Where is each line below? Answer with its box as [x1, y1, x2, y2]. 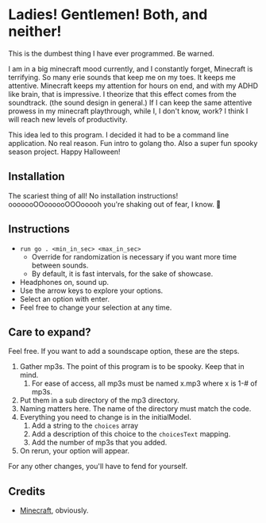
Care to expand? [8, 325, 91, 339]
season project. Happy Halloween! [8, 147, 121, 156]
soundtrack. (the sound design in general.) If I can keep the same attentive [8, 98, 253, 107]
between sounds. [31, 260, 89, 270]
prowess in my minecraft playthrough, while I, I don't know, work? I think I [8, 106, 249, 116]
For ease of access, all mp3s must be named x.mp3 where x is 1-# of [31, 379, 258, 388]
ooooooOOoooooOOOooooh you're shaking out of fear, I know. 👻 [8, 199, 222, 209]
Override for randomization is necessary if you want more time [31, 252, 237, 261]
